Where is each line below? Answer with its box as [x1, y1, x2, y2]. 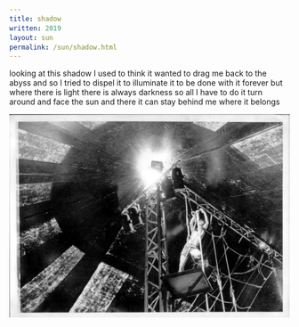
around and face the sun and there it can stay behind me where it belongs [9, 96, 280, 107]
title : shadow [9, 14, 62, 23]
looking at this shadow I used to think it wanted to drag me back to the [9, 68, 267, 79]
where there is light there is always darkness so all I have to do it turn [9, 87, 263, 98]
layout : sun [9, 33, 53, 42]
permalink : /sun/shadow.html [9, 43, 117, 52]
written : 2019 [9, 23, 62, 33]
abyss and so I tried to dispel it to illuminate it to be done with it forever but [9, 78, 283, 88]
